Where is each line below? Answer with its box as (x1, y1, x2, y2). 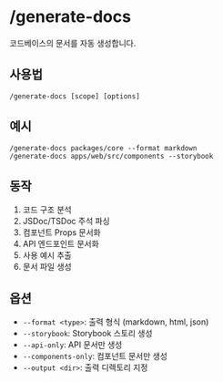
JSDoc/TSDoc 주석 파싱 (22, 216, 111, 227)
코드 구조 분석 (22, 204, 72, 215)
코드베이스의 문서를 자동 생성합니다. (9, 37, 137, 48)
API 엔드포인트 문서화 (22, 239, 100, 250)
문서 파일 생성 (22, 262, 72, 273)
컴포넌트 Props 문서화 (22, 227, 102, 238)
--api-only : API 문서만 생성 (22, 339, 123, 350)
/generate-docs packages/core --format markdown (9, 143, 198, 152)
